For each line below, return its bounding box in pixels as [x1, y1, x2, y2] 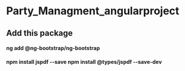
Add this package [6, 28, 73, 38]
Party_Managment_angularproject [6, 4, 180, 18]
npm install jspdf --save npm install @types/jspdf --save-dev [6, 58, 162, 65]
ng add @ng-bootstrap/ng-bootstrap [6, 45, 100, 52]
